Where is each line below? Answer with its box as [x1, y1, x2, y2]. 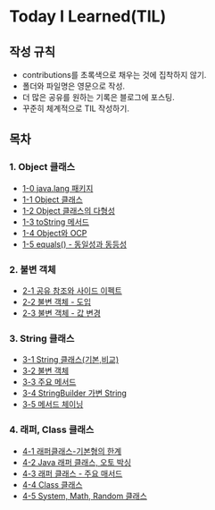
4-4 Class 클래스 [21, 479, 83, 489]
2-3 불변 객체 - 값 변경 [21, 307, 101, 319]
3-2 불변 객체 [21, 365, 70, 377]
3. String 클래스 [9, 332, 75, 344]
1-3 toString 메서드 [21, 217, 89, 227]
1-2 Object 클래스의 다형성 [21, 205, 116, 216]
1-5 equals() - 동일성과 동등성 [21, 239, 128, 250]
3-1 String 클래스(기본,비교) [21, 354, 120, 365]
